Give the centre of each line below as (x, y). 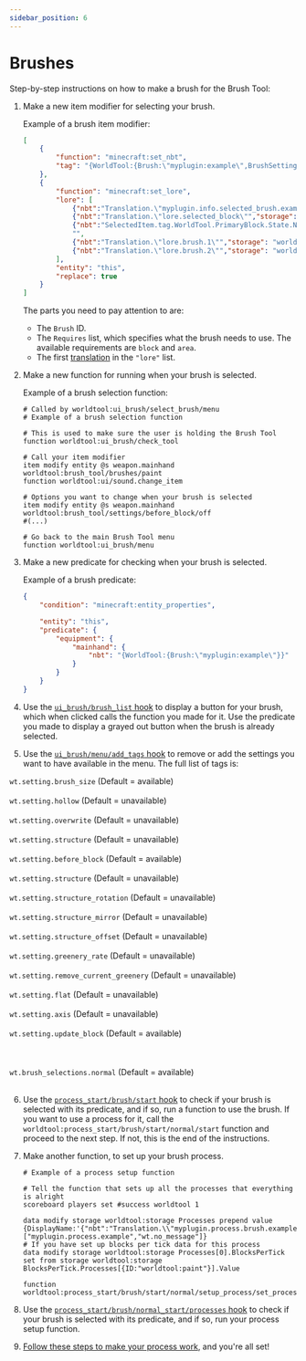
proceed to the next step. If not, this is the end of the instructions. (146, 1138)
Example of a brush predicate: (79, 580)
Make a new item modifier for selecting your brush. (119, 106)
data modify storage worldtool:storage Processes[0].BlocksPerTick (153, 1252)
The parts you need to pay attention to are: (103, 310)
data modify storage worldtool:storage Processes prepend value (148, 1220)
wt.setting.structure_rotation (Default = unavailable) (113, 897)
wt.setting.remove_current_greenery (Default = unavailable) (123, 975)
